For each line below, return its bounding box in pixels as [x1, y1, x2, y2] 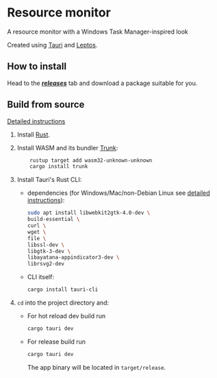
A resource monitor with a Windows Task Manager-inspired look [7, 27, 188, 36]
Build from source [7, 99, 85, 110]
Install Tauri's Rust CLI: [16, 176, 82, 184]
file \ [27, 235, 47, 241]
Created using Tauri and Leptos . [7, 40, 98, 49]
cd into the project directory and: [16, 298, 110, 307]
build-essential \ [27, 216, 80, 223]
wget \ [27, 228, 47, 235]
